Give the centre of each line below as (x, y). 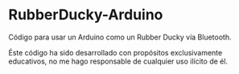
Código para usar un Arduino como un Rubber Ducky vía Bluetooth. (120, 37)
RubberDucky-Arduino (86, 15)
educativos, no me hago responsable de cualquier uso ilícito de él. (118, 61)
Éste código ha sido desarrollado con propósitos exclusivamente (115, 52)
